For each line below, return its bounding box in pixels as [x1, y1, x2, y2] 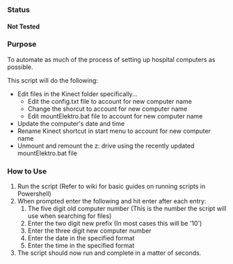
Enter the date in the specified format [27, 234, 135, 242]
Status [7, 5, 30, 15]
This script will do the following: [7, 76, 99, 84]
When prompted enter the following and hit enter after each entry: [17, 197, 207, 205]
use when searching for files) [27, 212, 112, 220]
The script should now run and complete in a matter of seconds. [17, 249, 202, 257]
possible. [7, 63, 33, 71]
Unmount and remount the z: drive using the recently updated [17, 141, 195, 150]
